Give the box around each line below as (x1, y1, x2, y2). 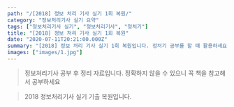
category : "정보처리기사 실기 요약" (7, 17, 99, 24)
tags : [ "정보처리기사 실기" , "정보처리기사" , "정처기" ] (7, 23, 149, 30)
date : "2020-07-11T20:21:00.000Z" (7, 36, 108, 43)
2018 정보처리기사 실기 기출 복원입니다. (24, 92, 132, 101)
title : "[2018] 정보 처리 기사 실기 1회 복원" (7, 29, 129, 37)
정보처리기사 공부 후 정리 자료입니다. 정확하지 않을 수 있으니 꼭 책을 (24, 69, 207, 77)
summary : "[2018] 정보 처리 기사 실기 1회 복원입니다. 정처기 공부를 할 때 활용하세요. (7, 42, 231, 49)
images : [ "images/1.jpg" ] (7, 49, 82, 56)
